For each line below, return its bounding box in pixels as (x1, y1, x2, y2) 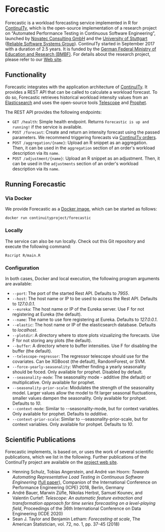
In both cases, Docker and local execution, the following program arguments (5, 276, 160, 282)
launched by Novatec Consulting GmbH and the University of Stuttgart (5, 35, 148, 41)
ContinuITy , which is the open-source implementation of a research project (5, 25, 157, 31)
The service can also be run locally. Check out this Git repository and (5, 238, 145, 244)
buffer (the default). (12, 348, 53, 354)
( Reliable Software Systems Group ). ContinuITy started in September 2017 (5, 40, 155, 46)
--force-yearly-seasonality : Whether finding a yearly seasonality (12, 364, 146, 370)
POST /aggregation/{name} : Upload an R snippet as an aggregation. (12, 140, 148, 145)
